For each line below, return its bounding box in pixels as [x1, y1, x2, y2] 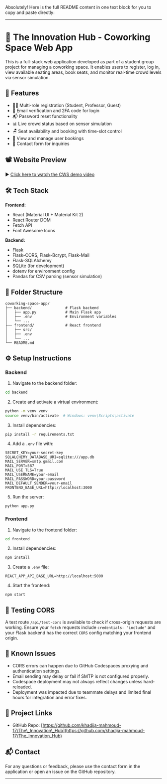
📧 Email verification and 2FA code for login [12, 107, 100, 114]
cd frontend [5, 536, 30, 541]
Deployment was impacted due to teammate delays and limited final [12, 689, 152, 695]
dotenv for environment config [12, 268, 75, 274]
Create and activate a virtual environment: [12, 399, 98, 405]
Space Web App [5, 42, 73, 54]
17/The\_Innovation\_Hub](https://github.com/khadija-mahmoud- [12, 727, 145, 733]
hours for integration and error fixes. [12, 694, 87, 700]
